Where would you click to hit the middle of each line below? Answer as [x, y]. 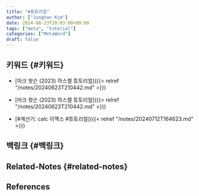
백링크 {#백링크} [35, 146]
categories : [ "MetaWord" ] [38, 34]
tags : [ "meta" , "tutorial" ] [41, 28]
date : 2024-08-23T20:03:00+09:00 [48, 23]
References [28, 187]
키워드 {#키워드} [35, 65]
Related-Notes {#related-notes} [67, 166]
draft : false [22, 39]
